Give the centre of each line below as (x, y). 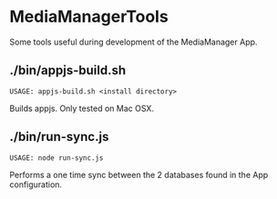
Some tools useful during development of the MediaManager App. (133, 42)
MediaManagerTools (89, 17)
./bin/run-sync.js (59, 137)
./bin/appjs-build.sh (68, 70)
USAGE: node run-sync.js (56, 158)
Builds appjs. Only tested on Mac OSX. (82, 108)
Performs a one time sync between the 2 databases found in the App (139, 174)
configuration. (36, 184)
